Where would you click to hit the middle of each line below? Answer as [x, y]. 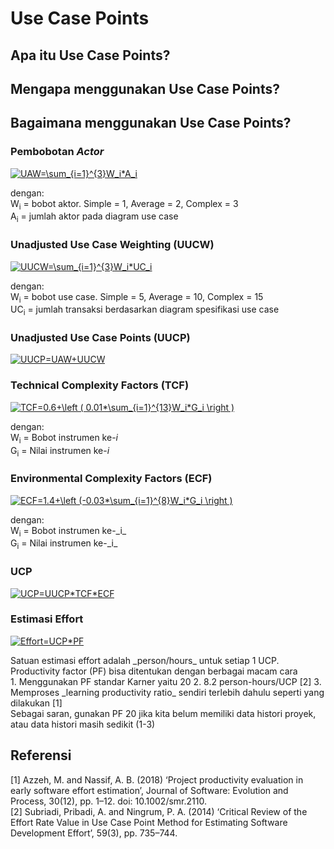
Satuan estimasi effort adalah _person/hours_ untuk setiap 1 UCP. [145, 660]
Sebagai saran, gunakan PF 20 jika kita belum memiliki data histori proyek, [163, 713]
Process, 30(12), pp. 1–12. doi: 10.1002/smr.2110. [108, 801]
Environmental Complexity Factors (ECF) [111, 479]
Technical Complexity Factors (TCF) [100, 385]
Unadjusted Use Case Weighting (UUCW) [112, 245]
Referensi [41, 755]
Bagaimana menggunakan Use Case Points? [151, 123]
